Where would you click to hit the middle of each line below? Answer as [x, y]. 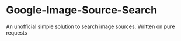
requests [17, 32]
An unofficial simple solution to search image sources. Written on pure [90, 26]
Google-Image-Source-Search [82, 10]
